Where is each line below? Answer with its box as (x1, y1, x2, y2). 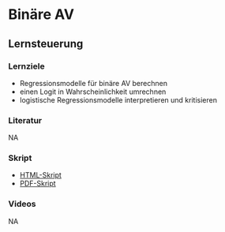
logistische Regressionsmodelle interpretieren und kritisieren (19, 95, 217, 104)
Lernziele (8, 61, 45, 72)
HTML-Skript (19, 170, 62, 180)
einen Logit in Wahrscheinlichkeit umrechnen (19, 87, 167, 96)
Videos (8, 199, 36, 210)
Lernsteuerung (8, 37, 84, 51)
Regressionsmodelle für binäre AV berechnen (19, 78, 168, 88)
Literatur (8, 114, 43, 125)
